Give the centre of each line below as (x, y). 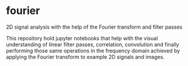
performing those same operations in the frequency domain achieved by (93, 50)
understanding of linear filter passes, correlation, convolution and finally (93, 44)
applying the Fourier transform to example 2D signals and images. (85, 57)
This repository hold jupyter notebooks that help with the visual (82, 38)
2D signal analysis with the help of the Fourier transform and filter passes (94, 27)
